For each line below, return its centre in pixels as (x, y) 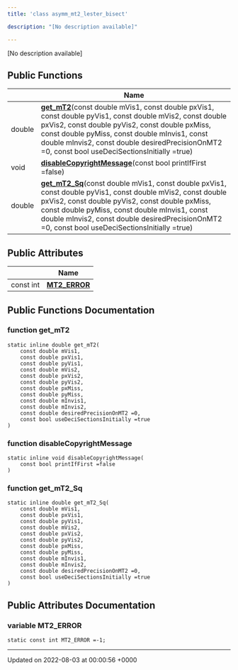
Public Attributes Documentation (81, 605)
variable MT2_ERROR (45, 625)
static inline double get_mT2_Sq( (58, 503)
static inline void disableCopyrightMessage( (75, 458)
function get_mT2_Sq (45, 488)
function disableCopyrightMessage (70, 443)
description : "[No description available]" (73, 27)
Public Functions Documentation (81, 310)
